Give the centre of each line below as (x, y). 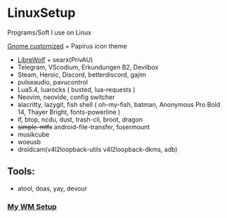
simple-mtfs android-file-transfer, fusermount (84, 127)
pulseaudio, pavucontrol (52, 82)
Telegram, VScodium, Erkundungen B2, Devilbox (88, 67)
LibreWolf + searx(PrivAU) (55, 59)
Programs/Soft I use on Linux (49, 32)
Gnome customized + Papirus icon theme (67, 46)
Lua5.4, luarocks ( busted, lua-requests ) (76, 89)
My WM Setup (32, 207)
